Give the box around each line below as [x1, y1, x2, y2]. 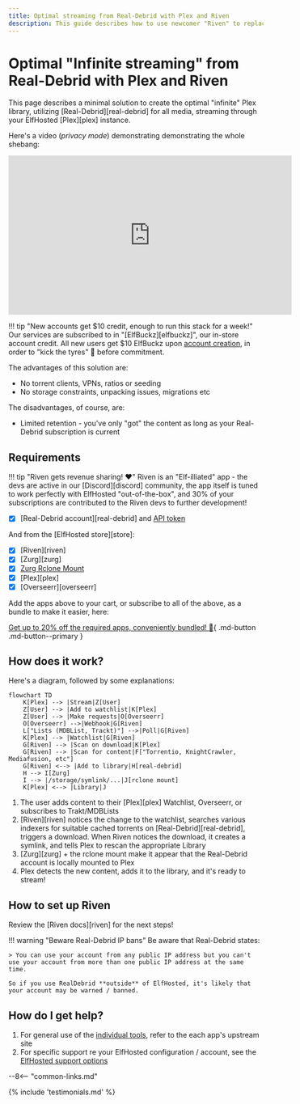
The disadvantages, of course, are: [8, 403, 125, 412]
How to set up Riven [8, 899, 111, 912]
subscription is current [44, 427, 120, 437]
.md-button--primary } [8, 631, 83, 641]
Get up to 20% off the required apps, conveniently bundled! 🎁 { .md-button [8, 622, 256, 632]
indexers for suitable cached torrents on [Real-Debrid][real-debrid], [19, 823, 246, 833]
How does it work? [8, 654, 104, 668]
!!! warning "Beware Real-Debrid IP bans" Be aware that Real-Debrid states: [8, 936, 260, 945]
